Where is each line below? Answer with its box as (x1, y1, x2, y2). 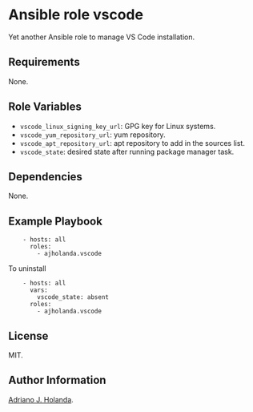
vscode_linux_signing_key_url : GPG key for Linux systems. (19, 121, 216, 131)
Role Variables (8, 100, 82, 114)
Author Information (8, 374, 106, 387)
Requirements (8, 55, 80, 69)
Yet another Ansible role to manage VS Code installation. (8, 32, 195, 42)
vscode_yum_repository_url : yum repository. (19, 130, 166, 139)
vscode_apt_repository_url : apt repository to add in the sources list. (19, 138, 246, 147)
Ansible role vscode (8, 6, 144, 24)
